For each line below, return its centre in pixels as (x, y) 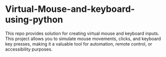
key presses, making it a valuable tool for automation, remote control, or (79, 44)
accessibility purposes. (29, 49)
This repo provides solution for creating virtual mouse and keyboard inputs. (82, 33)
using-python (34, 20)
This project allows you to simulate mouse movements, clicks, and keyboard (83, 39)
